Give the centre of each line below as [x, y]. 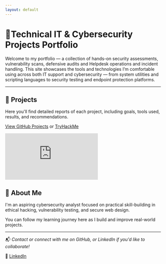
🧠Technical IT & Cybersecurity [69, 34]
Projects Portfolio [41, 45]
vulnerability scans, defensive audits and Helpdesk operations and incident [82, 64]
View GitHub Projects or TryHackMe [42, 126]
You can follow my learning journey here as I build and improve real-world [80, 220]
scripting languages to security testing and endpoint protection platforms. [80, 79]
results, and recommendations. [37, 117]
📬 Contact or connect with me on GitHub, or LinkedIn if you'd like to [75, 239]
